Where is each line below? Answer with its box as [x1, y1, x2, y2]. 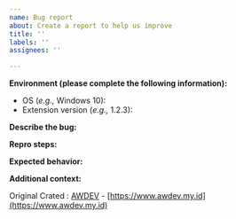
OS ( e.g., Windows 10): [21, 95, 106, 106]
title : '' [9, 29, 46, 38]
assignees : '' [9, 46, 62, 55]
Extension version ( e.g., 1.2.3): [21, 105, 133, 115]
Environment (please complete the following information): [9, 78, 228, 89]
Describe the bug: [9, 121, 77, 133]
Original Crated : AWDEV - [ [9, 191, 111, 201]
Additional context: [9, 174, 82, 184]
